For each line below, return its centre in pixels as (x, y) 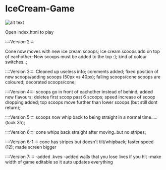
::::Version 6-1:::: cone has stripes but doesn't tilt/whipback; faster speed (79, 142)
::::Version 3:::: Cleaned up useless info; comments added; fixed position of (82, 71)
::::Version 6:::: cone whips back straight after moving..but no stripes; (76, 132)
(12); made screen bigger (31, 147)
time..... (150, 117)
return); (13, 107)
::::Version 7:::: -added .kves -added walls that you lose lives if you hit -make (83, 157)
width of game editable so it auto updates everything (59, 162)
